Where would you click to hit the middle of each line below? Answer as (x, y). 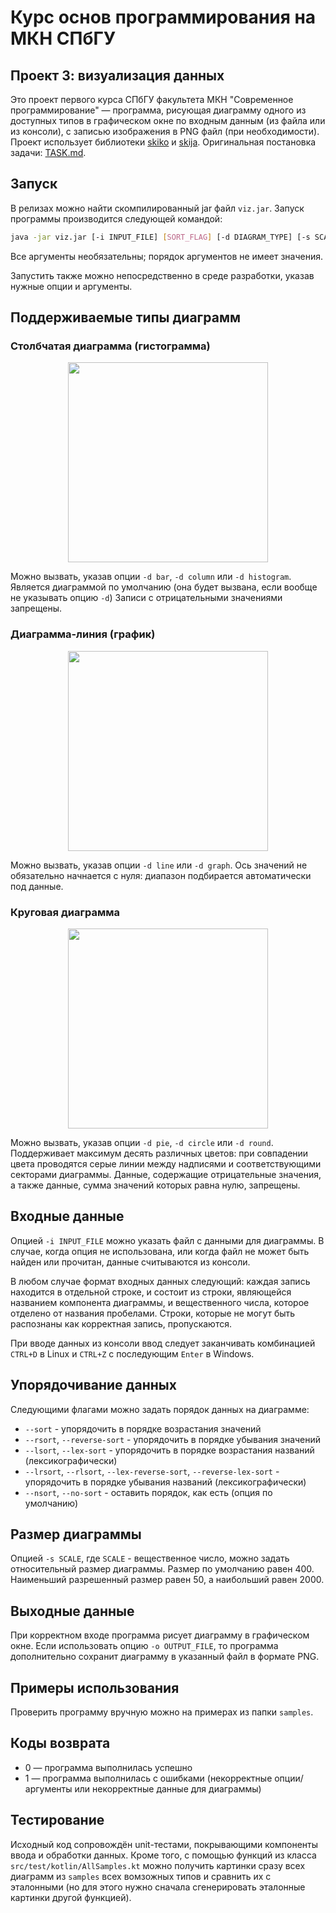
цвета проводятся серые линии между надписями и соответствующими (166, 1163)
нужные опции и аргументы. (71, 286)
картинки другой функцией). (71, 1897)
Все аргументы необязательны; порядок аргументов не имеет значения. (166, 256)
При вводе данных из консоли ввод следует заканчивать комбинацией (163, 1343)
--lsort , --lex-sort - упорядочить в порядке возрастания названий (169, 1450)
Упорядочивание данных (93, 1385)
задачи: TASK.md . (48, 152)
